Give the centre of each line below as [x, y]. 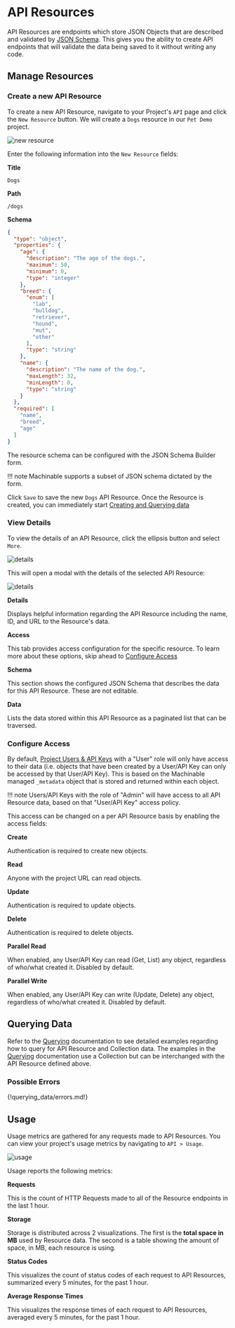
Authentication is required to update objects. [72, 905]
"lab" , [42, 304]
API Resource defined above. [49, 1064]
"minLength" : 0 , [49, 383]
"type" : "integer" [53, 278]
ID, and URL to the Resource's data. [59, 621]
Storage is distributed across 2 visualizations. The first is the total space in [115, 1233]
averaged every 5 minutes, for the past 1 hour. [74, 1317]
